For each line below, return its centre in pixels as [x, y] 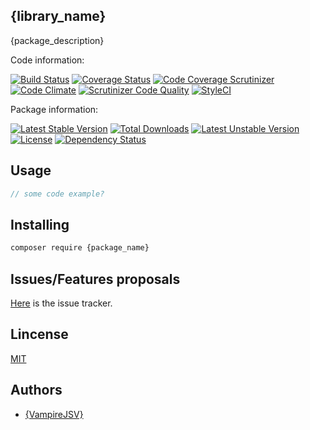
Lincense [39, 334]
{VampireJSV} [54, 414]
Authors [36, 390]
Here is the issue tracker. [61, 303]
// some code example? [57, 194]
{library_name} [58, 16]
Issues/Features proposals [95, 279]
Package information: [54, 109]
